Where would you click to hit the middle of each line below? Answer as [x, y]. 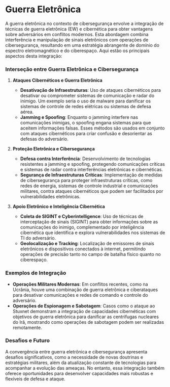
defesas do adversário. [44, 139]
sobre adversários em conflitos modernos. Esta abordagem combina [77, 34]
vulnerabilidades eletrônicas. [50, 197]
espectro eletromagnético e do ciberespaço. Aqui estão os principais [77, 50]
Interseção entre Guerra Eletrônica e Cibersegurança [72, 69]
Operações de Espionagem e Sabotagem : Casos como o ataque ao [84, 306]
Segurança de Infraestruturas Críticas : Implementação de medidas [91, 175]
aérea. [27, 112]
